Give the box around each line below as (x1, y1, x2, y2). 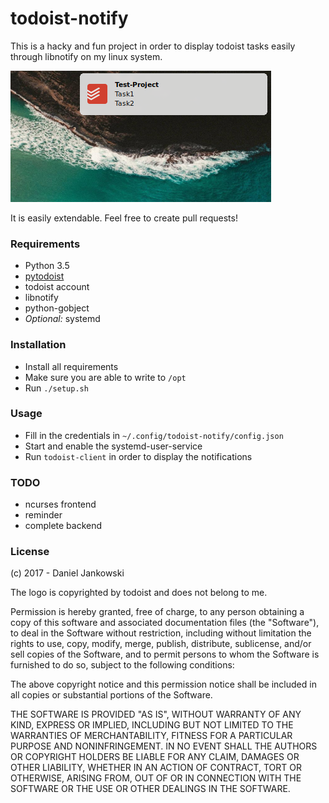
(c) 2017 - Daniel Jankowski (10, 567, 125, 579)
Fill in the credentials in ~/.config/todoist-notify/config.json (24, 429, 284, 441)
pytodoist (24, 270, 65, 282)
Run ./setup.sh (24, 382, 89, 394)
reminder (24, 509, 63, 521)
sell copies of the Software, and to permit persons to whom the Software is (10, 648, 320, 661)
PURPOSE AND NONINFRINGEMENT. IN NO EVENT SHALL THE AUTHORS (10, 740, 318, 752)
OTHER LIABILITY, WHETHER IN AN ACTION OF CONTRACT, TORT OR (10, 762, 302, 774)
